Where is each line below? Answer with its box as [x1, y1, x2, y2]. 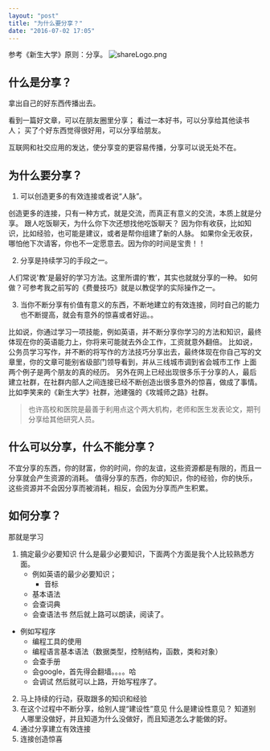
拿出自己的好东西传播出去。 [8, 98, 100, 109]
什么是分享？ [8, 76, 72, 89]
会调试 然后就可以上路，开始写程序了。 [31, 676, 162, 686]
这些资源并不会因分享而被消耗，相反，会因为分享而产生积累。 [8, 483, 213, 493]
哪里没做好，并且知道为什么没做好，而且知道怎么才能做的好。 [27, 713, 231, 724]
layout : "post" [8, 11, 59, 20]
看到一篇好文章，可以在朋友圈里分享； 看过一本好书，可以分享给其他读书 [8, 116, 250, 125]
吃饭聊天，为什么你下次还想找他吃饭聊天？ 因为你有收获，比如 [38, 219, 245, 228]
